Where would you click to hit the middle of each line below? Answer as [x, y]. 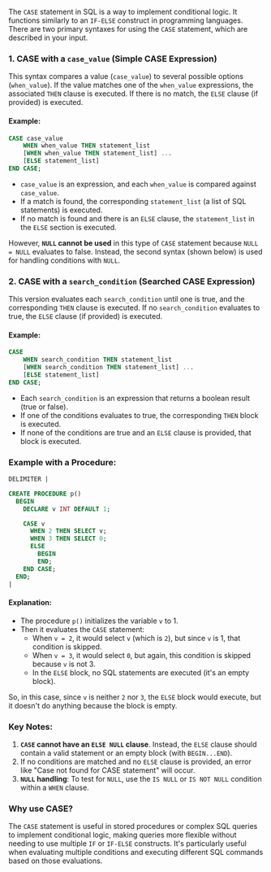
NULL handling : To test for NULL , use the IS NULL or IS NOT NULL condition [141, 778]
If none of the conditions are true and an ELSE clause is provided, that [135, 432]
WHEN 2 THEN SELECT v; [68, 531]
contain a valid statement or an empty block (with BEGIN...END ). [126, 752]
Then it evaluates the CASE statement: [82, 629]
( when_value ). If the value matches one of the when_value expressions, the [131, 85]
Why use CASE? [41, 809]
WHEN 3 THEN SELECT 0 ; [68, 539]
